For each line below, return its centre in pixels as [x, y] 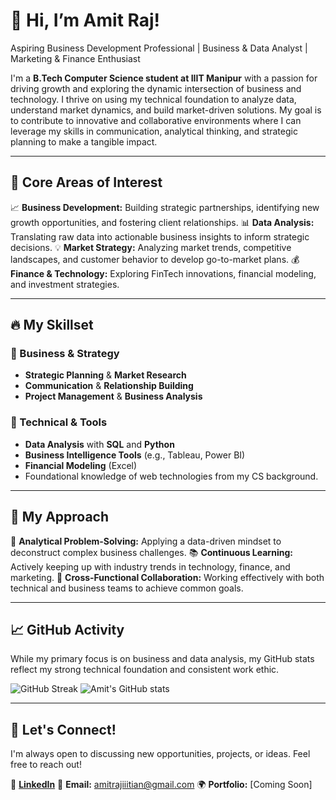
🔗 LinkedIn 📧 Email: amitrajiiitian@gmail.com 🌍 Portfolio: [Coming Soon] [161, 785]
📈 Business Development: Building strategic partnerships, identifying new [165, 207]
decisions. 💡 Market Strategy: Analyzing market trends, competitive [151, 247]
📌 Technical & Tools [59, 422]
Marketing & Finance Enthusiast [75, 58]
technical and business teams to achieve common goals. [127, 588]
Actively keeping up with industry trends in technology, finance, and [150, 566]
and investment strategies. [65, 284]
